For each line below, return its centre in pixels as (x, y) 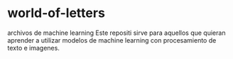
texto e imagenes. (34, 48)
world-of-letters (56, 13)
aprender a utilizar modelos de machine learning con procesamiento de (112, 40)
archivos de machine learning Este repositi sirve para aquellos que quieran (116, 33)
